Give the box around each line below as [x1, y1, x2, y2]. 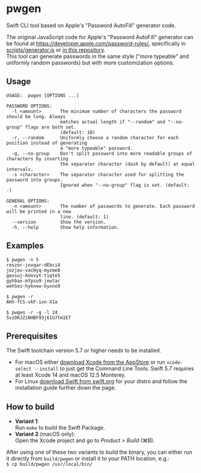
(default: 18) [60, 129, 96, 136]
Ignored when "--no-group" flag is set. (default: [60, 182, 190, 188]
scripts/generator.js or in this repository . [6, 46, 106, 53]
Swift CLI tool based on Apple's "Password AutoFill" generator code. [6, 22, 176, 29]
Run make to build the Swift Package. [14, 424, 105, 431]
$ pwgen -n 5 [6, 257, 39, 263]
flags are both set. [25, 124, 77, 130]
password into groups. [6, 177, 63, 183]
